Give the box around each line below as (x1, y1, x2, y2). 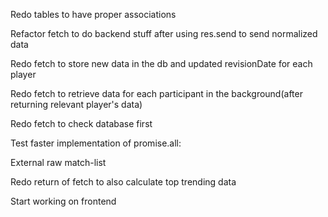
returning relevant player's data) (10, 99, 143, 110)
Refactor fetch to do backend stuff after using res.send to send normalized (10, 28, 318, 39)
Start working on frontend (10, 195, 117, 207)
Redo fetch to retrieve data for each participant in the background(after (10, 88, 303, 99)
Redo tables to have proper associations (10, 9, 177, 20)
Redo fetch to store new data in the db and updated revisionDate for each (10, 58, 313, 69)
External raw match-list (10, 157, 107, 168)
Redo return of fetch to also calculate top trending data (10, 176, 237, 188)
